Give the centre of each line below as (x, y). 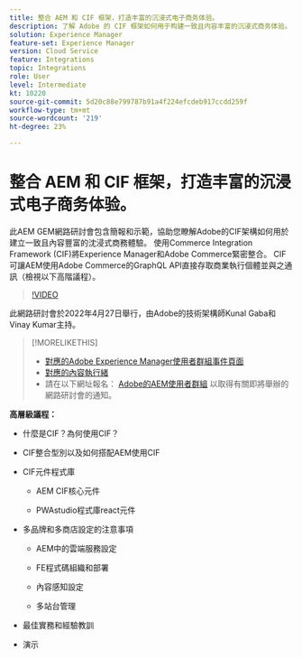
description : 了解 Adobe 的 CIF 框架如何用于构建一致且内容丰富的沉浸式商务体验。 (151, 26)
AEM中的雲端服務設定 (76, 548)
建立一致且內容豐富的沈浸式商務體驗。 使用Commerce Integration (131, 242)
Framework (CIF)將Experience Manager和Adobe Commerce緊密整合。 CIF (148, 254)
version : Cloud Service (54, 51)
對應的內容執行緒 (77, 372)
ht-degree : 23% (38, 127)
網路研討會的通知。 (81, 394)
